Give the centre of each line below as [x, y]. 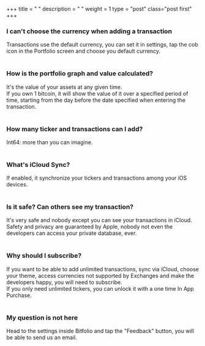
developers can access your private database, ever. [72, 233]
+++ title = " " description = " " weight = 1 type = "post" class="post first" [99, 9]
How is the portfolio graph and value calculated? [80, 74]
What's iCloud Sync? [38, 164]
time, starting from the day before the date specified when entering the [96, 100]
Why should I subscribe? [44, 256]
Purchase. [19, 295]
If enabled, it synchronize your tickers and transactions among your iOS [97, 178]
